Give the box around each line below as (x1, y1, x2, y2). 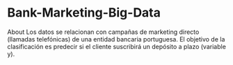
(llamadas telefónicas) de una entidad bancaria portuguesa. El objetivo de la (7, 35, 225, 43)
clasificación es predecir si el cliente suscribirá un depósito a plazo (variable (7, 42, 226, 50)
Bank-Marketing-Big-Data (7, 5, 161, 21)
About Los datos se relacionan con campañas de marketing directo (7, 28, 200, 36)
